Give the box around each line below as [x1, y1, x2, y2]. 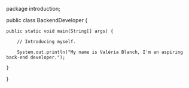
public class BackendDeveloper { [6, 17, 88, 23]
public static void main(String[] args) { [6, 28, 114, 34]
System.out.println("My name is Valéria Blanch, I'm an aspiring [17, 49, 184, 55]
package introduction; [6, 5, 61, 12]
